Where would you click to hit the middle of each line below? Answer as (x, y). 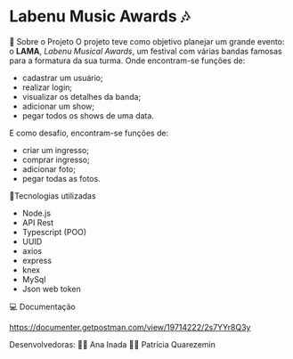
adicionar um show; (58, 106)
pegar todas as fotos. (61, 178)
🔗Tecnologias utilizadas (53, 196)
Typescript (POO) (54, 232)
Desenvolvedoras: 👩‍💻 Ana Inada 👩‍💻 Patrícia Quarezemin (112, 344)
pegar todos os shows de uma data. (88, 115)
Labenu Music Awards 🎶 (100, 16)
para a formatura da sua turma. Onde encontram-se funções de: (127, 61)
